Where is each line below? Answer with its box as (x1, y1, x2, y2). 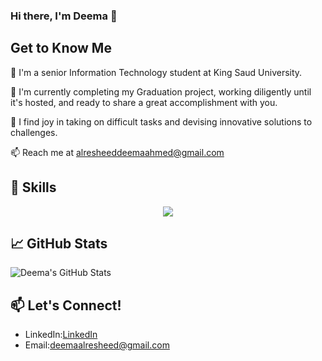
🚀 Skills (10, 179, 57, 196)
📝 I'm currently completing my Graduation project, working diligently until (10, 85, 312, 98)
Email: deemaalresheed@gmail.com (24, 339, 170, 351)
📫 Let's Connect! (10, 297, 122, 314)
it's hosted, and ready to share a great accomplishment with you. (10, 96, 278, 108)
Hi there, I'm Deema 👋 (10, 9, 118, 23)
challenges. (10, 126, 58, 138)
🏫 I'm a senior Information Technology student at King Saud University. (10, 66, 303, 78)
